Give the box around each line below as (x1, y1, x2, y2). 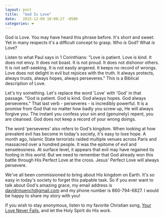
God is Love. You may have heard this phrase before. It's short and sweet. (5, 34, 155, 40)
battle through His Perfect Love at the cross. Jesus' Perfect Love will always (5, 157, 160, 163)
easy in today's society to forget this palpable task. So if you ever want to (5, 177, 154, 183)
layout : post (5, 7, 32, 12)
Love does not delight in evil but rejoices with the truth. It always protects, (5, 70, 155, 76)
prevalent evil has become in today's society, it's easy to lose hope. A (5, 131, 146, 137)
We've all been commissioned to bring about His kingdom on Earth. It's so (5, 172, 155, 178)
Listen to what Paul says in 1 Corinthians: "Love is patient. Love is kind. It (5, 55, 152, 61)
